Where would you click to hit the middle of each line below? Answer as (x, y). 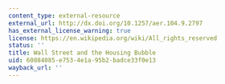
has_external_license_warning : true (70, 30)
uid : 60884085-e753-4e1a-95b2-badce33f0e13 (82, 61)
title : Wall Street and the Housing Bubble (82, 53)
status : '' (27, 46)
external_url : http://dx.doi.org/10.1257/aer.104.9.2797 (106, 23)
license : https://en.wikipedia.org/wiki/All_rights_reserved (113, 38)
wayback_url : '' (35, 68)
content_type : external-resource (64, 16)
